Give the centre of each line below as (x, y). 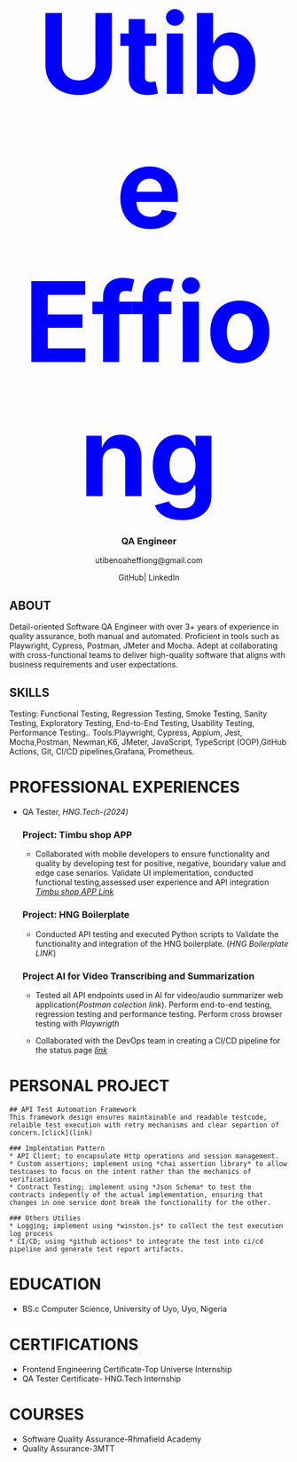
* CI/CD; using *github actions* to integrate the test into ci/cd (137, 1241)
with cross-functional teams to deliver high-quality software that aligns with (147, 655)
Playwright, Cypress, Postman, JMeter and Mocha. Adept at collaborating (143, 645)
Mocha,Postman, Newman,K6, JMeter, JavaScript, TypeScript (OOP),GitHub (148, 742)
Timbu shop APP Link (74, 892)
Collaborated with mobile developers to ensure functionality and (152, 854)
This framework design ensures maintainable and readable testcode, (138, 1117)
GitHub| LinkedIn (149, 578)
